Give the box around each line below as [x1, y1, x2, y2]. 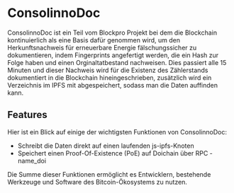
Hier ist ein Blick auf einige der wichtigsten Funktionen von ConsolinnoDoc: [7, 127, 227, 136]
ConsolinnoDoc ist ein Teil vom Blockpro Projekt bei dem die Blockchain [7, 28, 218, 37]
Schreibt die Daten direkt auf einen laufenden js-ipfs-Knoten [17, 141, 194, 150]
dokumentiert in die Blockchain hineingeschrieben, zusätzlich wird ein [7, 73, 212, 82]
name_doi [17, 156, 47, 165]
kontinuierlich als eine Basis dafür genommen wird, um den [7, 35, 181, 44]
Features [7, 109, 48, 121]
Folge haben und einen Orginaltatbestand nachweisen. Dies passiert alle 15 [7, 58, 227, 66]
